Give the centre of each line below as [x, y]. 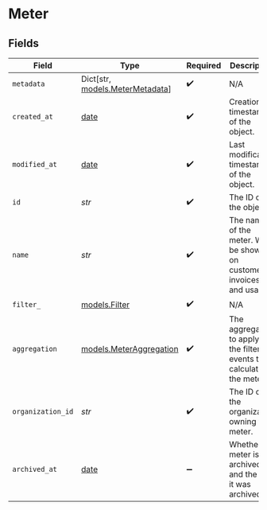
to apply [244, 339]
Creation [245, 102]
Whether [245, 444]
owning [243, 421]
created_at [33, 117]
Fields [24, 43]
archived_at [35, 469]
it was [240, 484]
